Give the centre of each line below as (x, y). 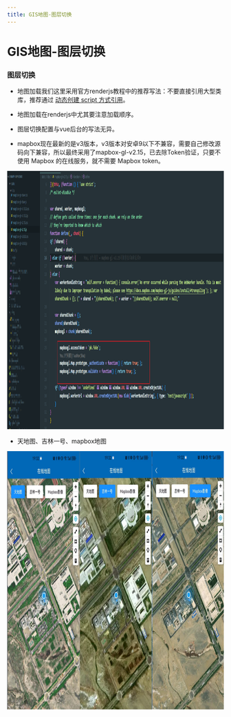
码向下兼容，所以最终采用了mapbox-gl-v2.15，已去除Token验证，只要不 (119, 152)
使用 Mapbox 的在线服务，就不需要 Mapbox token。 (90, 161)
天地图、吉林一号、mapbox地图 (62, 441)
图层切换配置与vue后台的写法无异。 (68, 129)
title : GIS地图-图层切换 (40, 14)
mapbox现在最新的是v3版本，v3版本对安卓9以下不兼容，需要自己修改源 (119, 144)
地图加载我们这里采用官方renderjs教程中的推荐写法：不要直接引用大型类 (119, 91)
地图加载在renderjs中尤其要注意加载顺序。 (77, 114)
